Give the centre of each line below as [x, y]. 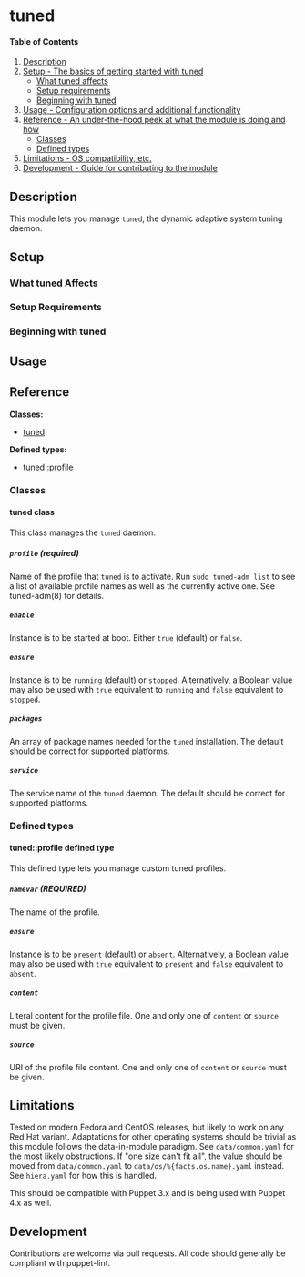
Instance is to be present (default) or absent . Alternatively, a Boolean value [149, 954]
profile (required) [44, 553]
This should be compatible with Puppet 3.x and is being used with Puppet [147, 1193]
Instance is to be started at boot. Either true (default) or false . [126, 637]
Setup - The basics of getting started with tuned [113, 71]
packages [26, 719]
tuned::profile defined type [62, 848]
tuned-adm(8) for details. [57, 595]
